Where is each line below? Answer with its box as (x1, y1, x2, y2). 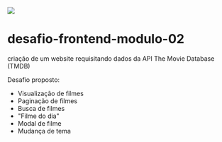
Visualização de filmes (17, 89, 84, 97)
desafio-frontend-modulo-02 (7, 31, 184, 47)
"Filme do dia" (17, 112, 60, 120)
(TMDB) (7, 61, 30, 70)
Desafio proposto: (7, 75, 60, 84)
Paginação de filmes (17, 96, 78, 105)
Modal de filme (17, 119, 62, 127)
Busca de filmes (17, 104, 65, 112)
